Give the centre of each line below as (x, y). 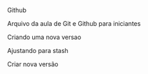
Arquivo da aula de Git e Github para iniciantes (74, 23)
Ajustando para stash (38, 51)
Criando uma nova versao (44, 37)
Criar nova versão (33, 64)
